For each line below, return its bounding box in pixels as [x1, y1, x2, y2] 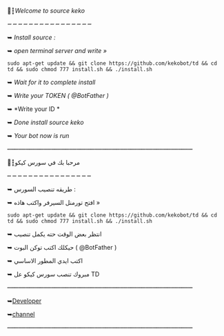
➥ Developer [7, 297, 42, 305]
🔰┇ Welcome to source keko [7, 7, 85, 14]
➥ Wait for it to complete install [7, 78, 96, 86]
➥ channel [7, 310, 35, 318]
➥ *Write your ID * [7, 105, 60, 113]
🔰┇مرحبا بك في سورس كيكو [7, 159, 81, 166]
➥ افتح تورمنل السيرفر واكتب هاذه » [7, 199, 101, 206]
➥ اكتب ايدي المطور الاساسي [7, 257, 83, 265]
